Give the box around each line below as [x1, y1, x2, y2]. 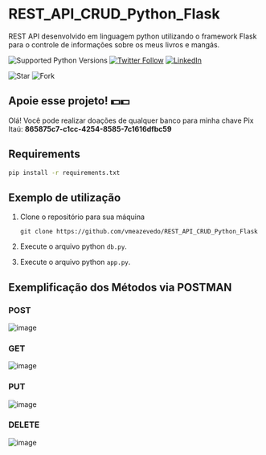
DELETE [8, 419, 40, 430]
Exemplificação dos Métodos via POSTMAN [8, 280, 232, 294]
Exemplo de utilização [8, 190, 121, 205]
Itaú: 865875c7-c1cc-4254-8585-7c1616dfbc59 [8, 124, 172, 133]
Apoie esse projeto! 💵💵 [8, 94, 130, 108]
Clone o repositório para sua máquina [19, 212, 145, 221]
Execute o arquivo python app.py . [19, 258, 131, 267]
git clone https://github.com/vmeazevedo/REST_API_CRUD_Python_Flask [19, 228, 259, 236]
